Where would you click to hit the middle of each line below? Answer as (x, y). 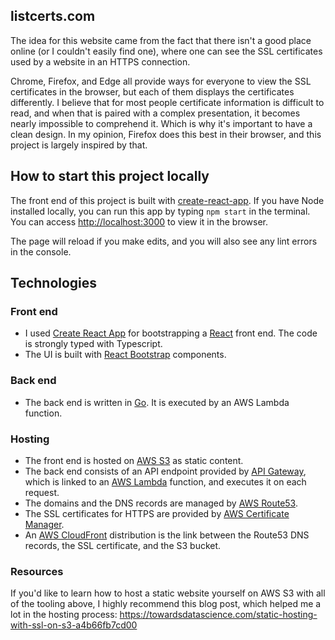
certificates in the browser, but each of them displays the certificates (152, 91)
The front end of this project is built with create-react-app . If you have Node (167, 200)
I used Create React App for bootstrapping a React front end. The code (171, 333)
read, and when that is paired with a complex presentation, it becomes (155, 113)
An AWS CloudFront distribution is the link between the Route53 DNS (167, 535)
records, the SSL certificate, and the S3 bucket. (123, 545)
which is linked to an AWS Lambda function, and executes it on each (165, 481)
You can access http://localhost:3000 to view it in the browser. (139, 221)
